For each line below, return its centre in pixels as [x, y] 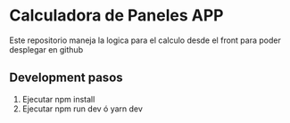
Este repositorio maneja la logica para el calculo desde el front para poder [145, 40]
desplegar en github [46, 49]
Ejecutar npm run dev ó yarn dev [82, 109]
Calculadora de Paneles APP [116, 16]
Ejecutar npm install [58, 99]
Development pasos [66, 78]
